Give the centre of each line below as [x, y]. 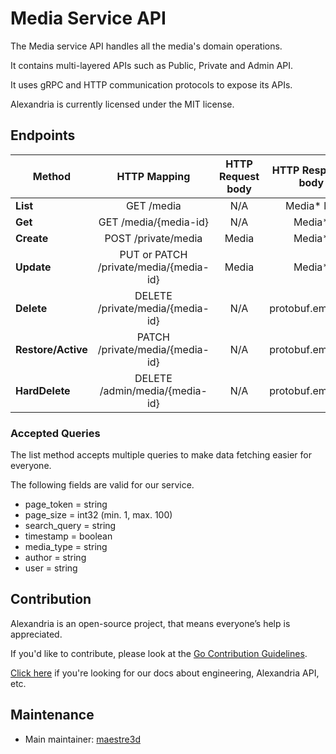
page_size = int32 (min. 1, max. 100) [98, 515]
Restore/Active [51, 349]
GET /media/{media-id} [153, 222]
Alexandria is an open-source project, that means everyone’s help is [150, 623]
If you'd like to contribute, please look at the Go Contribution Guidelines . [159, 653]
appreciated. [36, 634]
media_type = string [66, 547]
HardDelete [43, 390]
